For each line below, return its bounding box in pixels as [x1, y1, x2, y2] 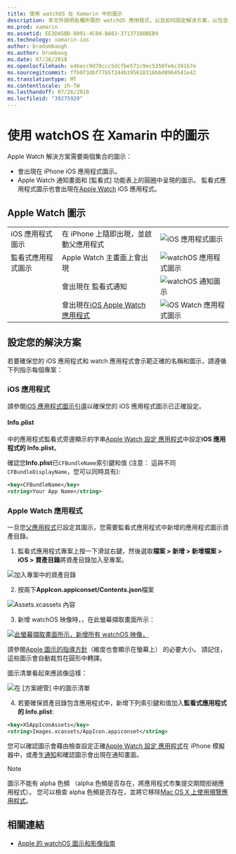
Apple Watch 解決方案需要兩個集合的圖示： [7, 152, 132, 160]
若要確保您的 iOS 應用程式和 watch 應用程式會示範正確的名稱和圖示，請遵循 [7, 356, 227, 365]
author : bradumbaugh [7, 43, 68, 50]
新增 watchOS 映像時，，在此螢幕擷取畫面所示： [17, 615, 156, 624]
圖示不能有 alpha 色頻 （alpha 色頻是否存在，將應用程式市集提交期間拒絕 [7, 779, 218, 787]
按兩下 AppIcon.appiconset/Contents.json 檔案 [17, 586, 155, 594]
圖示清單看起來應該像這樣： [7, 669, 88, 678]
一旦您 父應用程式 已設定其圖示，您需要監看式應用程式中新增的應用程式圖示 [7, 523, 223, 532]
